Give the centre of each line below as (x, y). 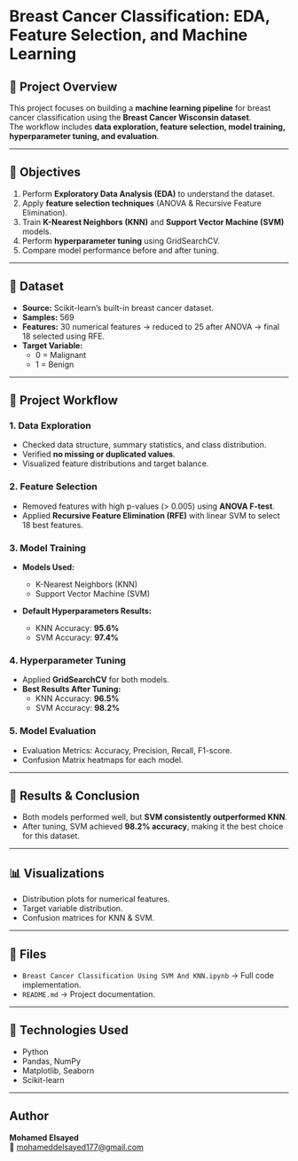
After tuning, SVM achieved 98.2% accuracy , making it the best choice (153, 827)
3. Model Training (48, 548)
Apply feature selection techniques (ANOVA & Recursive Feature (141, 203)
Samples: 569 (48, 317)
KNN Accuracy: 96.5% (77, 698)
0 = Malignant (61, 355)
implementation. (51, 985)
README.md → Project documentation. (89, 993)
